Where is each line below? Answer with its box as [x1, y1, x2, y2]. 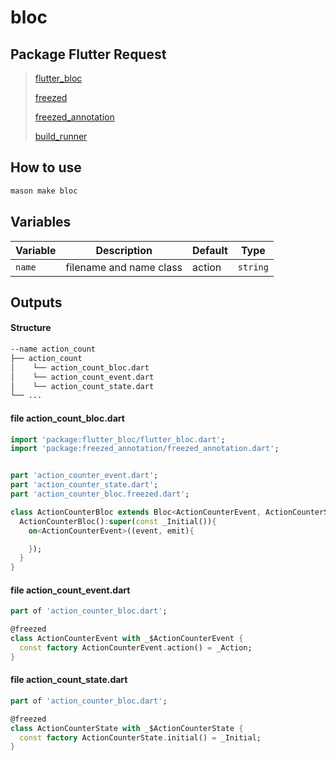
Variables [10, 214, 72, 231]
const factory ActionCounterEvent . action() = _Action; [19, 643, 253, 653]
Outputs [10, 294, 63, 311]
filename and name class [65, 260, 183, 274]
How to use [10, 159, 82, 176]
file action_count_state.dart [10, 674, 128, 686]
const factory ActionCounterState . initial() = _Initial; [19, 732, 262, 743]
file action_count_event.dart [10, 584, 131, 596]
